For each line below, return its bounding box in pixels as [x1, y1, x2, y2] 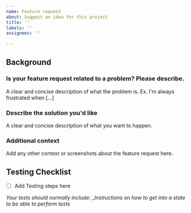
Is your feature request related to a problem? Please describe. [6, 74, 185, 83]
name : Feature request [6, 8, 61, 15]
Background [6, 57, 51, 67]
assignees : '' [6, 30, 41, 36]
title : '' [6, 19, 30, 25]
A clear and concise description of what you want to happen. [6, 122, 153, 129]
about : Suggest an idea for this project [6, 14, 108, 20]
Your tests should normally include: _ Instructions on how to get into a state [6, 194, 186, 201]
